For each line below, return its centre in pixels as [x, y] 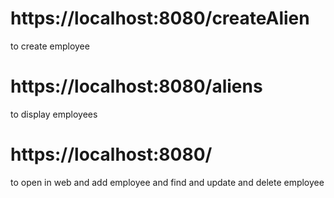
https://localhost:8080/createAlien [160, 18]
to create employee [50, 46]
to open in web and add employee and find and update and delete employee [167, 182]
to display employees [54, 114]
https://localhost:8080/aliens [136, 86]
